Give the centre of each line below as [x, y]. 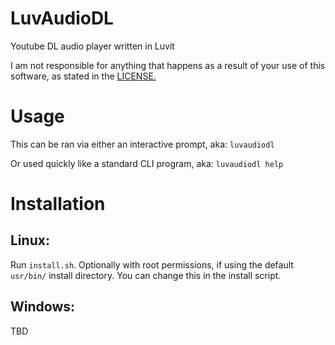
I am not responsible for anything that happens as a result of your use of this [168, 65]
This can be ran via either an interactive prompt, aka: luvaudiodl [142, 144]
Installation [58, 204]
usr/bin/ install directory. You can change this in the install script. [146, 275]
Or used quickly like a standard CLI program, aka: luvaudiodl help [147, 163]
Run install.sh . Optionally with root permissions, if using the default [152, 264]
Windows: [43, 307]
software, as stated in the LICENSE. [83, 76]
